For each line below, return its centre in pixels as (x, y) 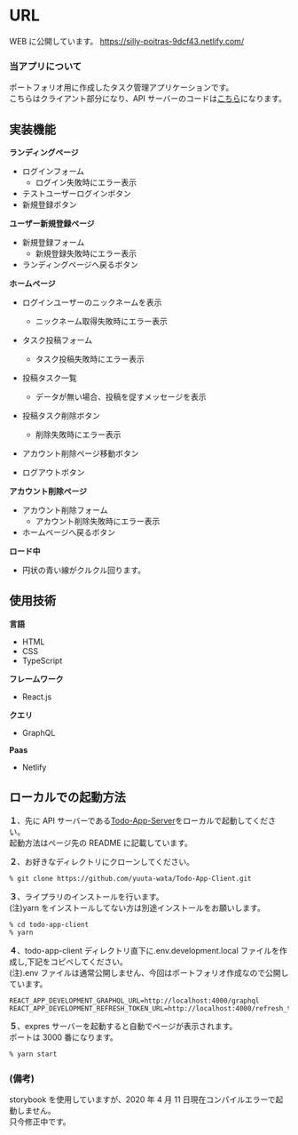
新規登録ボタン (49, 204)
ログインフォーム (53, 172)
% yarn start (33, 1054)
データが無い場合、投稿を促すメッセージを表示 (121, 397)
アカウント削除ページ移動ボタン (80, 453)
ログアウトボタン (53, 473)
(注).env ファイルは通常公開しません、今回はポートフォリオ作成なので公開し (149, 973)
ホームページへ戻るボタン (69, 532)
